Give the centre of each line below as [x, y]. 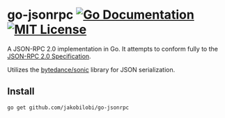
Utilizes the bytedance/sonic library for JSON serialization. [91, 69]
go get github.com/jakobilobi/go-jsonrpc [68, 108]
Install [21, 91]
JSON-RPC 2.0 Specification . [49, 56]
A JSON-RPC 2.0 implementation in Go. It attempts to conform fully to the [113, 49]
